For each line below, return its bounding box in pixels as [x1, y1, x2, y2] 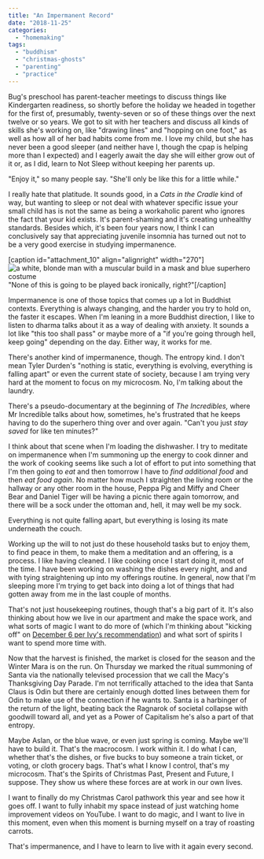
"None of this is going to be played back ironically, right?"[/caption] [8, 280, 226, 289]
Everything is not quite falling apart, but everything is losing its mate [8, 515, 229, 525]
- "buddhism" [15, 48, 58, 56]
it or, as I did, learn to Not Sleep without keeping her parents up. [8, 158, 215, 168]
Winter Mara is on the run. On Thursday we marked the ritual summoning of [8, 661, 253, 671]
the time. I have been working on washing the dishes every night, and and [8, 564, 247, 574]
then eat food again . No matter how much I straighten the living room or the [8, 474, 254, 485]
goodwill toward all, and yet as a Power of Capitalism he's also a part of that [8, 712, 254, 721]
